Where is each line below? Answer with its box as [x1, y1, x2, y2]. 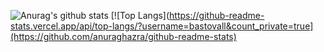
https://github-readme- [169, 10, 265, 21]
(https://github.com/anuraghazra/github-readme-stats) [10, 31, 237, 42]
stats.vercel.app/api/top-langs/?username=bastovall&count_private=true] [10, 20, 314, 32]
